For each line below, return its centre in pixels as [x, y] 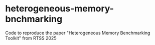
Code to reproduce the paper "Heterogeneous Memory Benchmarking [78, 33]
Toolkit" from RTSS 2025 [31, 38]
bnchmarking [34, 19]
